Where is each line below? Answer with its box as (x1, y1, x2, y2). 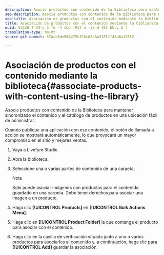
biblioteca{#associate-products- (5, 81, 142, 92)
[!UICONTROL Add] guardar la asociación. (12, 244, 98, 250)
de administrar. (5, 117, 35, 123)
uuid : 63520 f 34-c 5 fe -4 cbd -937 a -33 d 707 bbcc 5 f (5, 25, 128, 30)
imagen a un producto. (12, 195, 58, 201)
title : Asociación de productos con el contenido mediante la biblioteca (5, 21, 159, 26)
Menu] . (12, 210, 27, 215)
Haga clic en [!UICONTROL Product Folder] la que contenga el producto (12, 219, 158, 225)
